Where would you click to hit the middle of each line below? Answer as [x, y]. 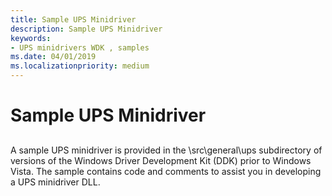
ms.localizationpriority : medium [80, 66]
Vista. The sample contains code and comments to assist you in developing [166, 171]
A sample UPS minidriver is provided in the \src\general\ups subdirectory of [166, 150]
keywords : [31, 38]
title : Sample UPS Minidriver [73, 19]
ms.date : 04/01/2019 [53, 57]
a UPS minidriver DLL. [55, 182]
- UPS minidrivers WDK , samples [80, 47]
